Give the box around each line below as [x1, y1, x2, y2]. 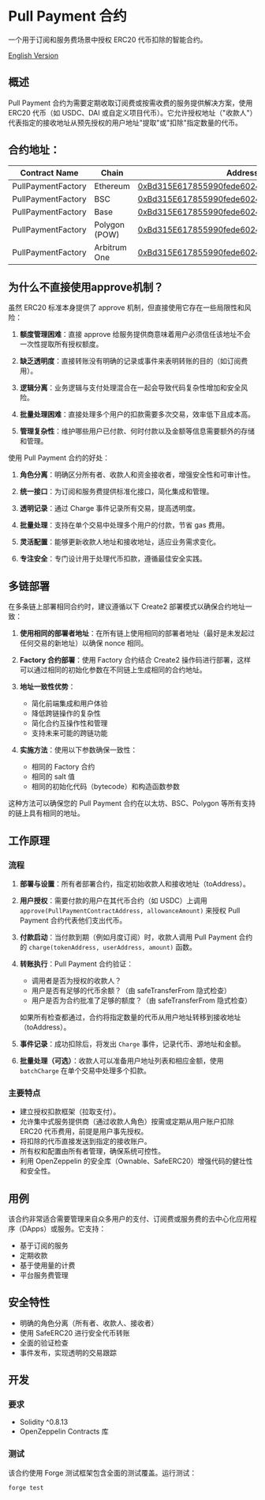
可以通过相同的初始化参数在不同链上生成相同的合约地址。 [19, 665, 207, 674]
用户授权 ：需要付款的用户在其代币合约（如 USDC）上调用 [19, 895, 207, 905]
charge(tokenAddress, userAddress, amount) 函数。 [28, 942, 197, 951]
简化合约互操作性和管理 [31, 719, 108, 728]
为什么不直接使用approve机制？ [8, 280, 164, 293]
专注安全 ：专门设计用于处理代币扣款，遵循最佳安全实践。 [19, 554, 207, 564]
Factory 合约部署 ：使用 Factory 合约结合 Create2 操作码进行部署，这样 [19, 656, 251, 665]
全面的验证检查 [19, 1338, 69, 1347]
